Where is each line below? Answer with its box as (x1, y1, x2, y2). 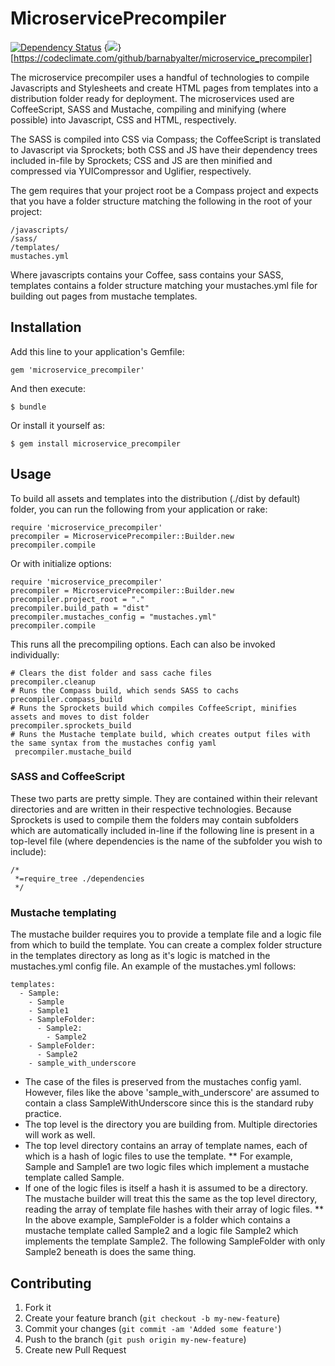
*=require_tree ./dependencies (14, 873, 145, 884)
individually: (10, 648, 60, 661)
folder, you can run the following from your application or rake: (10, 503, 268, 515)
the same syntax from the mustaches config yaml (10, 738, 217, 748)
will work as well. (24, 1129, 96, 1141)
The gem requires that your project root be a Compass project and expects (10, 184, 319, 196)
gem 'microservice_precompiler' (10, 365, 145, 375)
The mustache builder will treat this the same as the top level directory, (24, 1193, 318, 1205)
